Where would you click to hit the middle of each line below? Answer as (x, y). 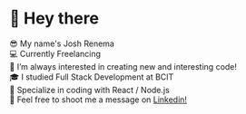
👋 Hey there (54, 19)
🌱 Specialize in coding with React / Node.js (89, 90)
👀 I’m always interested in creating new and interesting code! (123, 66)
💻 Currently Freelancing (55, 53)
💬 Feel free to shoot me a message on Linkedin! (98, 100)
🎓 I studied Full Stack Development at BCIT (92, 77)
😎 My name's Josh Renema (62, 43)
